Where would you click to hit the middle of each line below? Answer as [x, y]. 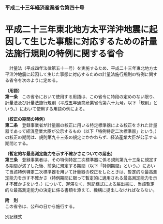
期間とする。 [18, 143]
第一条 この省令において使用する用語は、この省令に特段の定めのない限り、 [81, 96]
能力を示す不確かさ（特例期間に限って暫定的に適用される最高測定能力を [81, 177]
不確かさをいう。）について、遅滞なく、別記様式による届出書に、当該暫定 [82, 184]
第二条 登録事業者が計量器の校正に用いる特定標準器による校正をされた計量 [81, 125]
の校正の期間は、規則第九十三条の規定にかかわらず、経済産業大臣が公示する [81, 137]
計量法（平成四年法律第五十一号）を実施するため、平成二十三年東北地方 [81, 68]
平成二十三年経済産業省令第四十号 [45, 7]
